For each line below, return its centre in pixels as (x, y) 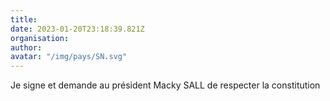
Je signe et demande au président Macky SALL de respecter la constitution (165, 85)
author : (26, 47)
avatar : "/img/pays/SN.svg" (69, 57)
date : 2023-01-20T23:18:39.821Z (77, 29)
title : (24, 19)
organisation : (40, 38)
